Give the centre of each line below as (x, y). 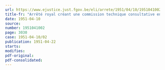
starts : (13, 46)
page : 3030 (16, 33)
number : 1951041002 (25, 28)
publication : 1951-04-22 (30, 42)
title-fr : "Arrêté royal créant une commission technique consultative (80, 14)
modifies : (15, 51)
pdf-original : (20, 55)
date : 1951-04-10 (23, 19)
